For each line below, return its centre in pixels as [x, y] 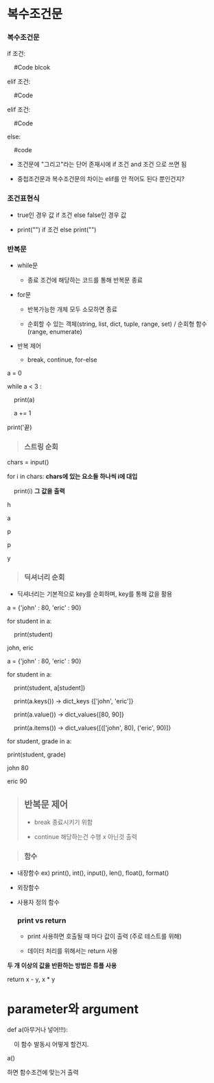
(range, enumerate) [55, 332]
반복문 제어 [46, 804]
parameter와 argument [73, 1009]
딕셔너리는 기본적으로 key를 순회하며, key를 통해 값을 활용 [95, 594]
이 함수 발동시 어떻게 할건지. [51, 1044]
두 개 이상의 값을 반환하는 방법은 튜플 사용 [62, 966]
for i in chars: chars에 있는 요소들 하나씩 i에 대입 [72, 477]
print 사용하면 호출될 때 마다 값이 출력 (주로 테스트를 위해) [104, 936]
